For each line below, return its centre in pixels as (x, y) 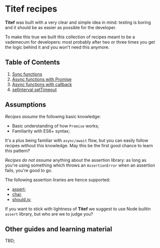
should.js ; (22, 199)
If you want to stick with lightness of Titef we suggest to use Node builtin (78, 209)
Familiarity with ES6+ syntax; (41, 131)
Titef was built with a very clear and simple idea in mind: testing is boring (78, 22)
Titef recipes (31, 9)
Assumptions (26, 105)
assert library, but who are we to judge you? (49, 214)
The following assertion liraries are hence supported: (58, 180)
